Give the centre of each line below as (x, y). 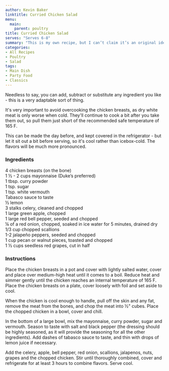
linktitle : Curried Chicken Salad (41, 15)
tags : (11, 66)
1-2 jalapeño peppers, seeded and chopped (50, 235)
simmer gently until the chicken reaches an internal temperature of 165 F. (81, 280)
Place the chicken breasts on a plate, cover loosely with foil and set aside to (84, 286)
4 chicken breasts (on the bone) (38, 171)
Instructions (21, 258)
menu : (11, 19)
